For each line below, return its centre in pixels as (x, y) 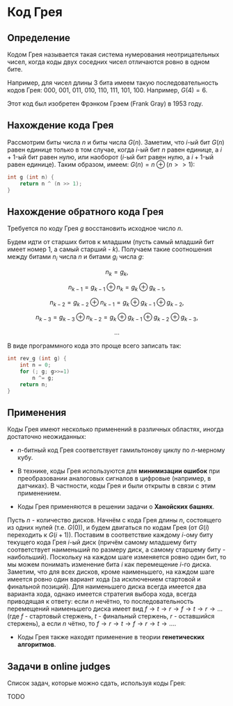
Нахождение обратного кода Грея (86, 212)
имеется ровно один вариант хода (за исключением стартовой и (104, 579)
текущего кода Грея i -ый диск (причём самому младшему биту (102, 543)
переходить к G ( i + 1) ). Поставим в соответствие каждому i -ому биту (110, 535)
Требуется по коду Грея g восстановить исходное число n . (95, 228)
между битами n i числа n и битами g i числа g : (75, 258)
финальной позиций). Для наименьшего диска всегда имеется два (107, 587)
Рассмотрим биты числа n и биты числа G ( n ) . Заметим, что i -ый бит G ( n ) (116, 142)
